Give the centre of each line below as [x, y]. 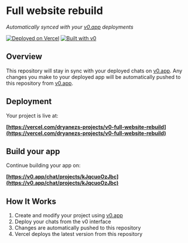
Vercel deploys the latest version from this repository [78, 234]
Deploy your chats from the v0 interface [63, 222]
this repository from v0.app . [40, 83]
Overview [24, 57]
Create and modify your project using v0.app [69, 216]
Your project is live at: [32, 116]
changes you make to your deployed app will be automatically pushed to [93, 77]
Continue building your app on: [43, 165]
